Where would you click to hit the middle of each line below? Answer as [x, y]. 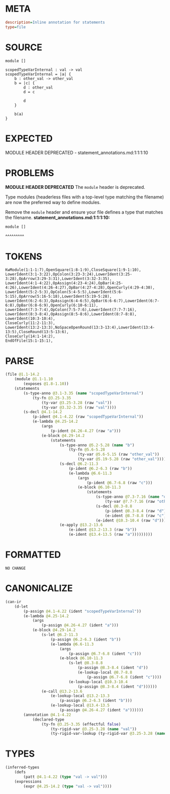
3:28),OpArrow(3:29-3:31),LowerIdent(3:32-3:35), [59, 279]
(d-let [21, 606]
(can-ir [13, 602]
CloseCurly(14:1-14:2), [30, 336]
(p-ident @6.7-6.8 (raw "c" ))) [120, 483]
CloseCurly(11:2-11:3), [30, 323]
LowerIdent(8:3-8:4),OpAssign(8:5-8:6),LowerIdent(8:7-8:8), [71, 314]
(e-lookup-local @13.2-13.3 [80, 696]
